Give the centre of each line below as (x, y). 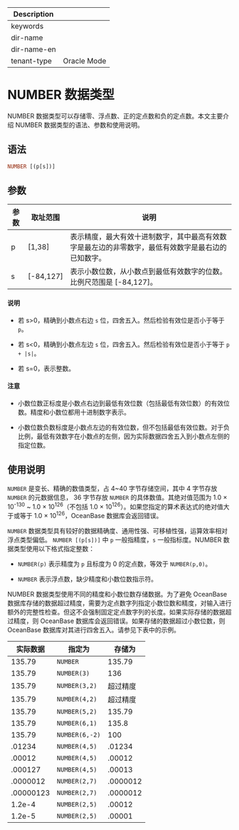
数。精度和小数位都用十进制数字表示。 (74, 412)
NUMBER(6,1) (77, 723)
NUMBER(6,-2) (79, 735)
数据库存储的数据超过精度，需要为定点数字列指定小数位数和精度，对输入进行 (119, 603)
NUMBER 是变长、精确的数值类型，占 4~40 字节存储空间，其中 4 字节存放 (112, 488)
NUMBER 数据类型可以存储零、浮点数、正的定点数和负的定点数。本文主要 (115, 116)
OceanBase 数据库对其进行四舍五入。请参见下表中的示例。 (94, 629)
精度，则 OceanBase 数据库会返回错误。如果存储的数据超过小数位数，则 (119, 621)
